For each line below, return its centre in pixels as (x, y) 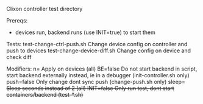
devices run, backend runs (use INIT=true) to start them (85, 32)
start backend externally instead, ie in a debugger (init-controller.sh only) (98, 75)
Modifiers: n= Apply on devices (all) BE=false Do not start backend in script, (102, 69)
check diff (19, 57)
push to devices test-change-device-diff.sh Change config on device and (98, 50)
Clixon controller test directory (45, 9)
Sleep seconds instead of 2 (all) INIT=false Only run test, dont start (91, 88)
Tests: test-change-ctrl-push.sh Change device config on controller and (97, 44)
